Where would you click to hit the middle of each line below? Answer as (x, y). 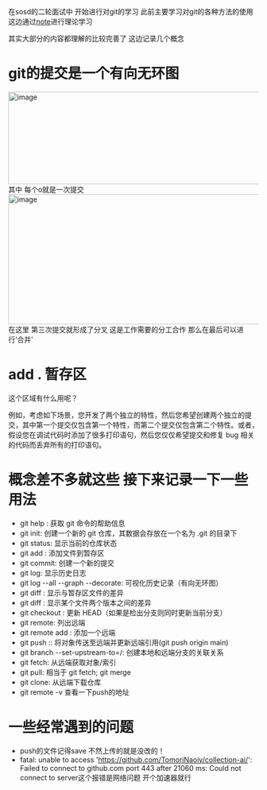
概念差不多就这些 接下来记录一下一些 (128, 480)
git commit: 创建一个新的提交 (67, 563)
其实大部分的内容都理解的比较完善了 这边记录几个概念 (96, 39)
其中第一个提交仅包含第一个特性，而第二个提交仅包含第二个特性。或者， (140, 424)
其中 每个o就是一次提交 (46, 189)
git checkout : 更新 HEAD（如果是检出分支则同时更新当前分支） (123, 612)
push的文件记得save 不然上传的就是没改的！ (92, 750)
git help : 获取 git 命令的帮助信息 (72, 523)
